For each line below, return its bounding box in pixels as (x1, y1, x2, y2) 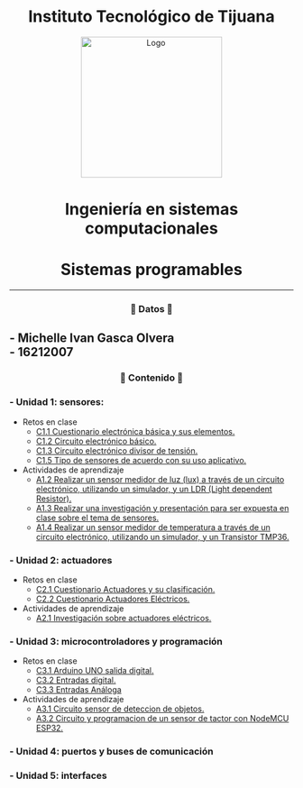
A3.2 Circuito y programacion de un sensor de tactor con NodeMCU (35, 713, 289, 724)
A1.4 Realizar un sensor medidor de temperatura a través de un (35, 521, 271, 533)
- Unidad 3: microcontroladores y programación (9, 635, 224, 647)
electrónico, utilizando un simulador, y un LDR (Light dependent (35, 483, 272, 494)
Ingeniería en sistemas (64, 199, 239, 220)
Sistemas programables (60, 260, 243, 280)
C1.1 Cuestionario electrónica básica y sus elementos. (35, 426, 235, 436)
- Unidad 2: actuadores (9, 554, 113, 566)
